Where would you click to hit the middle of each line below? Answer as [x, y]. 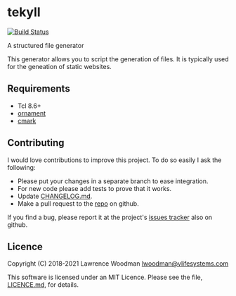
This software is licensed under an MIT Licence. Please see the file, [105, 277]
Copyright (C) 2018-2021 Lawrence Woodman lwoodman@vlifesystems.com [118, 264]
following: [21, 167]
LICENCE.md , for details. [43, 285]
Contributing [36, 143]
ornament [32, 113]
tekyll [24, 12]
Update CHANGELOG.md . [55, 196]
